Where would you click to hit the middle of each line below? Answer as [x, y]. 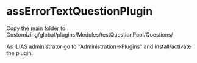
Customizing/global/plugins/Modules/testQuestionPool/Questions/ [90, 34]
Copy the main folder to [36, 28]
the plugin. [20, 53]
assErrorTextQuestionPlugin [80, 11]
